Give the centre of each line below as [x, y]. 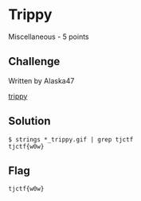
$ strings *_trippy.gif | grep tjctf [71, 139]
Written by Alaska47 [41, 80]
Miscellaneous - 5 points [49, 37]
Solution [29, 121]
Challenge [34, 62]
